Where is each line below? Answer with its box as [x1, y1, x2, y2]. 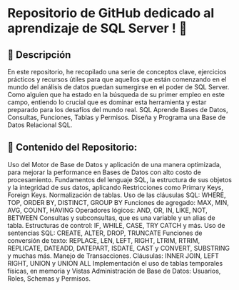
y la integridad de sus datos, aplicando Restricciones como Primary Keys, [7, 183, 223, 191]
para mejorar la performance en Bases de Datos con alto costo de [7, 168, 201, 176]
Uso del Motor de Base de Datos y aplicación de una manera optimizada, [7, 160, 222, 169]
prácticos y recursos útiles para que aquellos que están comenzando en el [7, 75, 227, 84]
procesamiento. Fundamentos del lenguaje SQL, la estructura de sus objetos [7, 175, 232, 184]
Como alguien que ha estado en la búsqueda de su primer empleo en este [7, 91, 225, 99]
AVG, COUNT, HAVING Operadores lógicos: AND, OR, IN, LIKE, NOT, [7, 206, 208, 214]
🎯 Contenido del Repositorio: [7, 141, 138, 154]
